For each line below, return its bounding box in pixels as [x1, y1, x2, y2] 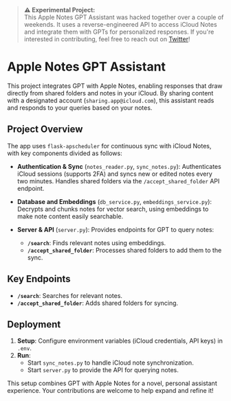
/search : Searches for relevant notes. [16, 291, 122, 299]
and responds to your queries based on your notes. [7, 103, 153, 112]
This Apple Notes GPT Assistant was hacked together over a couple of [23, 13, 224, 21]
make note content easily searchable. [16, 212, 124, 220]
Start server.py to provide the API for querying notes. [27, 366, 179, 374]
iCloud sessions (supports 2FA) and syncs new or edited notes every [16, 170, 213, 178]
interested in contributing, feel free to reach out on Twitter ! [23, 35, 190, 43]
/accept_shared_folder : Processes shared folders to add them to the [27, 246, 222, 254]
